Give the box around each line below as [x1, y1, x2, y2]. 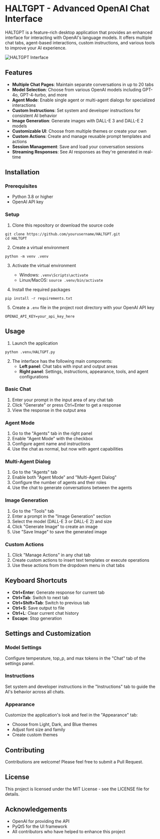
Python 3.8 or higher [12, 194, 53, 200]
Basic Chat [5, 386, 32, 392]
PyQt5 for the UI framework [12, 823, 67, 829]
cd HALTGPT [5, 236, 27, 241]
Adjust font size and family [12, 727, 65, 733]
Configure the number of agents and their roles [12, 480, 107, 486]
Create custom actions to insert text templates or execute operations [12, 557, 149, 563]
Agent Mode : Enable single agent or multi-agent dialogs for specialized [12, 97, 155, 103]
